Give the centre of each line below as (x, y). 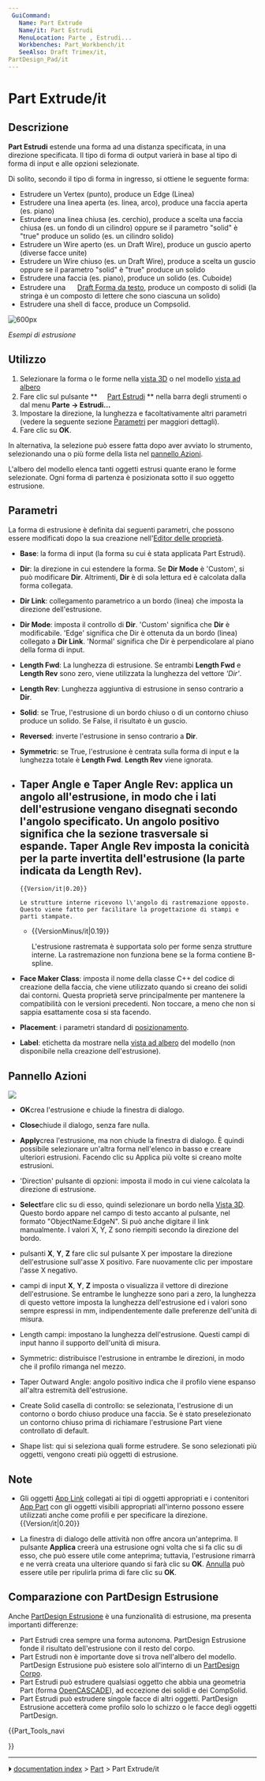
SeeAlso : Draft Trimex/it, (63, 52)
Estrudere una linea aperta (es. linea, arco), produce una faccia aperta (134, 202)
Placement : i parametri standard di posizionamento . (104, 1028)
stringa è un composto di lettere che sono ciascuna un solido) (120, 295)
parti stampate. (46, 917)
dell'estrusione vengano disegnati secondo (129, 809)
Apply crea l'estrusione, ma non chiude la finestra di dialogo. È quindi (132, 1140)
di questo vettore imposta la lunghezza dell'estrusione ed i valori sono (133, 1302)
